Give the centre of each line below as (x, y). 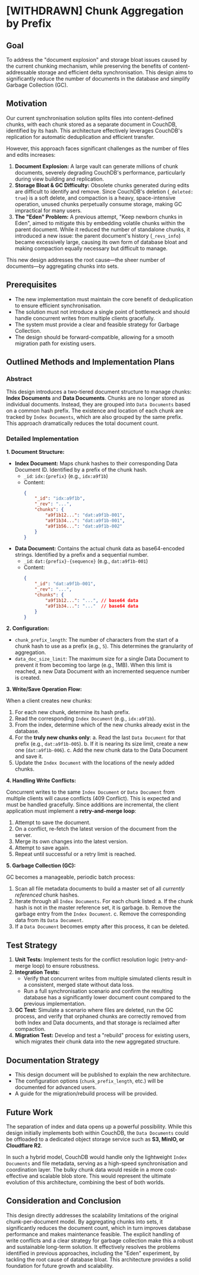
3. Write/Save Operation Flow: (44, 689)
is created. (28, 678)
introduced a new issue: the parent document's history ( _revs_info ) (98, 235)
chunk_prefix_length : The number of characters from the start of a (97, 640)
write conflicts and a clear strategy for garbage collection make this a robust (100, 1241)
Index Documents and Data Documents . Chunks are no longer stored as (95, 398)
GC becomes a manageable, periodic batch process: (71, 877)
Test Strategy (32, 945)
